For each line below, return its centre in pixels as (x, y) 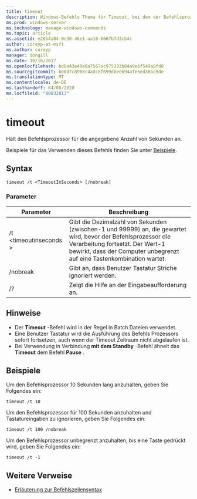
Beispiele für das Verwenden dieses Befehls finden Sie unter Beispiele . (91, 150)
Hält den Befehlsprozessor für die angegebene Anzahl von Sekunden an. (94, 139)
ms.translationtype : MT (35, 77)
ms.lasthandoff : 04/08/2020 (40, 88)
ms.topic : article (28, 33)
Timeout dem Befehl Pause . (50, 352)
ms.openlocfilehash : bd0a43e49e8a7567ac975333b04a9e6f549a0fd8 (85, 66)
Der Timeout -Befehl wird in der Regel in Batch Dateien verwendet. (96, 327)
